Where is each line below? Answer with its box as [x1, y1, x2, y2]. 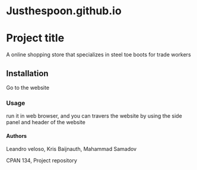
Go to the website [6, 84, 49, 91]
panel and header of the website [6, 119, 86, 126]
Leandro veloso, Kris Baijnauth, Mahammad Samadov [6, 146, 137, 153]
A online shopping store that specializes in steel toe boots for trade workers [6, 51, 191, 58]
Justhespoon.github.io [6, 4, 122, 18]
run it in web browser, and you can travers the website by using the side [6, 112, 182, 119]
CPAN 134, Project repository [6, 157, 77, 164]
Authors [6, 132, 27, 139]
